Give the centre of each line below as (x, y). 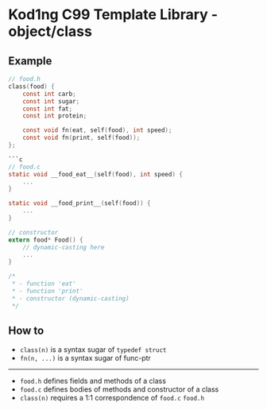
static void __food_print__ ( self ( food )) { (79, 203)
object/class (50, 31)
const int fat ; (48, 109)
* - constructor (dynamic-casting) (70, 298)
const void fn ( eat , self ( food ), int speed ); (97, 130)
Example (30, 61)
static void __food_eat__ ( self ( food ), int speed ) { (95, 174)
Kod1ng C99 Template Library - (113, 15)
